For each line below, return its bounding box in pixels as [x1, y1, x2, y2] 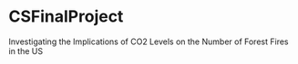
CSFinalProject [8, 6, 124, 27]
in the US [8, 45, 43, 56]
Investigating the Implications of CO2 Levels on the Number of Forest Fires [8, 36, 289, 47]
